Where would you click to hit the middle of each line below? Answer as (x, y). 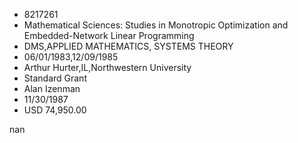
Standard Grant (55, 78)
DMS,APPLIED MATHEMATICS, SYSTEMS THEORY (128, 46)
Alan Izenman (52, 88)
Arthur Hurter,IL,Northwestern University (107, 67)
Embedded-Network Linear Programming (109, 35)
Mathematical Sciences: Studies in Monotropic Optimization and (156, 25)
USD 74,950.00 (55, 110)
